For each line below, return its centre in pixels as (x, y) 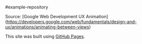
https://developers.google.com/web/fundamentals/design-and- (72, 22)
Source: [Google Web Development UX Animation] (57, 16)
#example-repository (27, 7)
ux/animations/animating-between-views (47, 27)
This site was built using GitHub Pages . (45, 36)
